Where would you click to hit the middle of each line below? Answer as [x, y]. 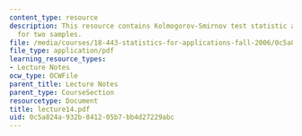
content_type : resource [54, 17]
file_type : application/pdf [62, 51]
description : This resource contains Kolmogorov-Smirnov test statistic [148, 26]
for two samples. [50, 34]
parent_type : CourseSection [62, 92]
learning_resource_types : [58, 59]
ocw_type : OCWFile [44, 76]
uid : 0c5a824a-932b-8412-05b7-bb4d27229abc [92, 117]
